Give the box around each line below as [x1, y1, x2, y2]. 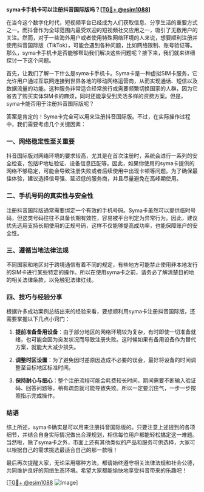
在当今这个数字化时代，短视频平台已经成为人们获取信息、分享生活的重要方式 [6, 19, 198, 26]
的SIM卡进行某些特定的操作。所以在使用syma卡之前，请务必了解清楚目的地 [6, 268, 194, 276]
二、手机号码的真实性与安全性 [6, 191, 94, 200]
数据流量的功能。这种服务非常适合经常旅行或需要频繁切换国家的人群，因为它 [6, 85, 198, 92]
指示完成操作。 [20, 392, 58, 400]
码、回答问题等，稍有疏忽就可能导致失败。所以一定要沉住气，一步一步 [15, 384, 191, 392]
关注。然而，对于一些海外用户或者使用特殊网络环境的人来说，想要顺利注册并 [6, 34, 198, 41]
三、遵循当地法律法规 [6, 246, 69, 255]
